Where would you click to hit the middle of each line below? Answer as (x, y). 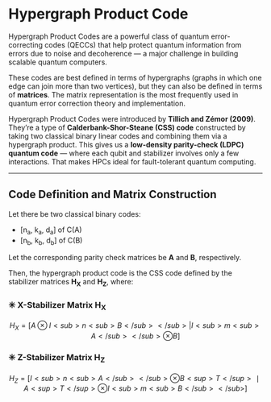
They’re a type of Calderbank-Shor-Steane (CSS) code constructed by (127, 127)
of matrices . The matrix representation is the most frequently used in (123, 94)
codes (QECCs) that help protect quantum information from (143, 44)
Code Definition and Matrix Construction (113, 195)
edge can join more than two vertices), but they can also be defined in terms (135, 86)
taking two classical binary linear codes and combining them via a (118, 136)
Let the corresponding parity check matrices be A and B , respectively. (125, 258)
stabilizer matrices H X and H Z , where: (71, 283)
